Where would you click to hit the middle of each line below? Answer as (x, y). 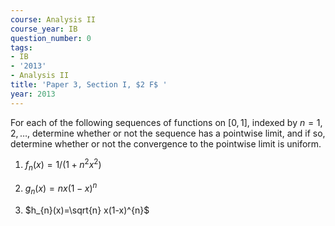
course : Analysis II (53, 19)
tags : (21, 47)
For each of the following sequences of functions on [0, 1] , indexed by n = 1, (166, 122)
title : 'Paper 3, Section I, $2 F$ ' (89, 85)
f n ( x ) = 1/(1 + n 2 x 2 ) (63, 165)
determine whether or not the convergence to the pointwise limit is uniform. (166, 143)
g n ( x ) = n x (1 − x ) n (61, 188)
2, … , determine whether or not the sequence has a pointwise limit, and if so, (168, 133)
